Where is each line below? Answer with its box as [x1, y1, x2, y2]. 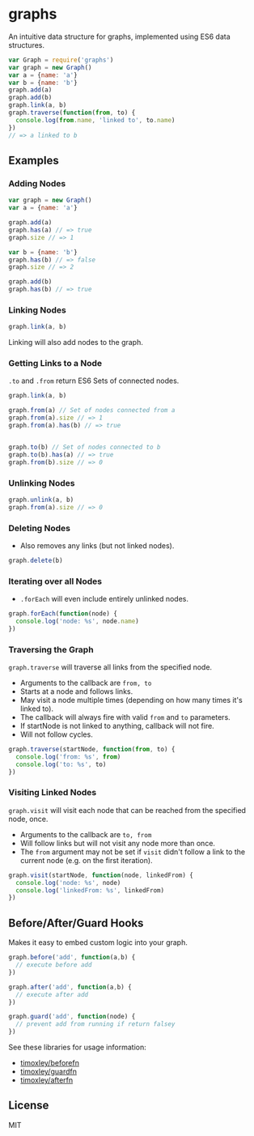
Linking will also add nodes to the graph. [8, 338, 143, 347]
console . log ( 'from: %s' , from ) [15, 752, 121, 761]
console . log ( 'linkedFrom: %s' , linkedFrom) [15, 886, 164, 895]
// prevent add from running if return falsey [15, 1020, 176, 1028]
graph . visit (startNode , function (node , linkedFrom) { [8, 871, 194, 879]
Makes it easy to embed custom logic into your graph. [8, 938, 188, 947]
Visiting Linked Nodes [8, 787, 97, 798]
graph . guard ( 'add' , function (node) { [8, 1013, 136, 1021]
